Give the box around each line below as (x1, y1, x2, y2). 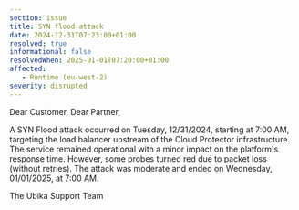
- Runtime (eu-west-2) (21, 73, 108, 82)
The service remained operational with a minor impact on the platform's (9, 143, 279, 154)
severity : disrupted (9, 81, 88, 90)
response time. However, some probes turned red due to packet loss (9, 152, 267, 164)
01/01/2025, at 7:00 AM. (9, 173, 99, 184)
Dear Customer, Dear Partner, (9, 106, 121, 117)
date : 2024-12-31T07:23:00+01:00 (9, 30, 137, 39)
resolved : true (9, 38, 67, 48)
